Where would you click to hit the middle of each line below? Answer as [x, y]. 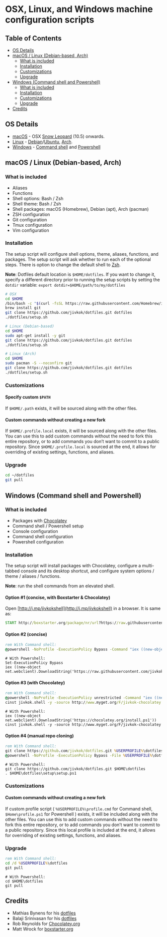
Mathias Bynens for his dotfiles [44, 913]
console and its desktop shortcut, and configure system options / [87, 571]
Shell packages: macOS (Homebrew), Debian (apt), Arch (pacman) [81, 209]
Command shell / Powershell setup [48, 526]
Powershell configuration [38, 542]
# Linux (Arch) [21, 354]
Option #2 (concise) [26, 634]
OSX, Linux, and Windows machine [79, 9]
